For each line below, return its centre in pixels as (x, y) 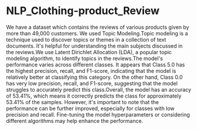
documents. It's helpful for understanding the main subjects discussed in (94, 46)
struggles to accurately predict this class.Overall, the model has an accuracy (99, 89)
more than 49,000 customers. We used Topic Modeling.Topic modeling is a (97, 33)
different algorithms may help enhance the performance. (75, 121)
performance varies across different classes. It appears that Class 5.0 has (96, 64)
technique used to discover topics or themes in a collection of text (86, 39)
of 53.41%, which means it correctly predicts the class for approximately (94, 96)
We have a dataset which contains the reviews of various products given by (98, 27)
